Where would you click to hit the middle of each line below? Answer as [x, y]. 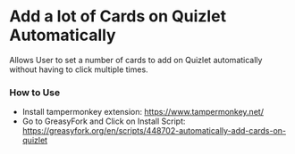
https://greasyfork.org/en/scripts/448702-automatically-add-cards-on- [154, 131]
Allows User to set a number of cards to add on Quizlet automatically [136, 60]
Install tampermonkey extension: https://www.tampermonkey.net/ [143, 112]
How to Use [35, 93]
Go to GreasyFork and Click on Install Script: [104, 121]
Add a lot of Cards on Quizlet [118, 16]
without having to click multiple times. [79, 69]
